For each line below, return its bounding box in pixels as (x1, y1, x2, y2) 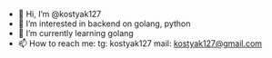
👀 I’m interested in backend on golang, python (17, 18, 191, 29)
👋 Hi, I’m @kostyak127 (17, 9, 102, 19)
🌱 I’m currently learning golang (17, 28, 134, 38)
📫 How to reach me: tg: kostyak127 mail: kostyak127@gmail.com (17, 38, 262, 49)
